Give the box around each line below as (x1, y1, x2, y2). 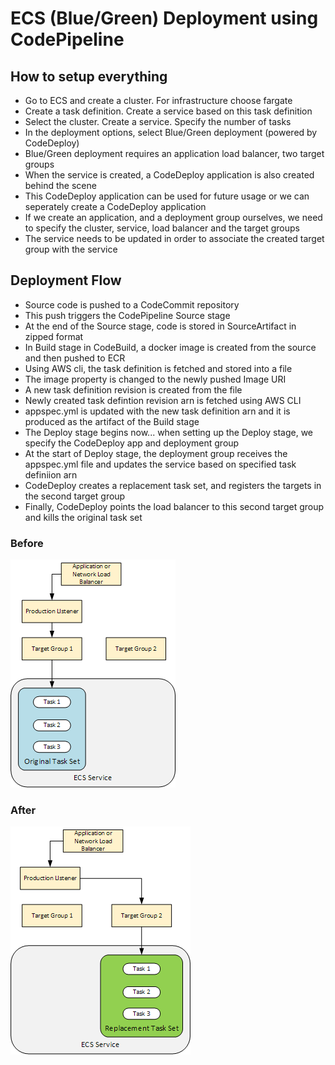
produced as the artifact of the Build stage (24, 415, 200, 427)
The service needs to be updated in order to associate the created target (24, 233, 325, 244)
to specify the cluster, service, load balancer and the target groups (24, 222, 300, 234)
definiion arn (24, 468, 78, 481)
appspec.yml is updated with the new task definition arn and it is (24, 405, 291, 417)
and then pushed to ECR (24, 352, 126, 364)
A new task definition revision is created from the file (24, 383, 243, 396)
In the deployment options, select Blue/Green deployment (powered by (24, 127, 318, 138)
